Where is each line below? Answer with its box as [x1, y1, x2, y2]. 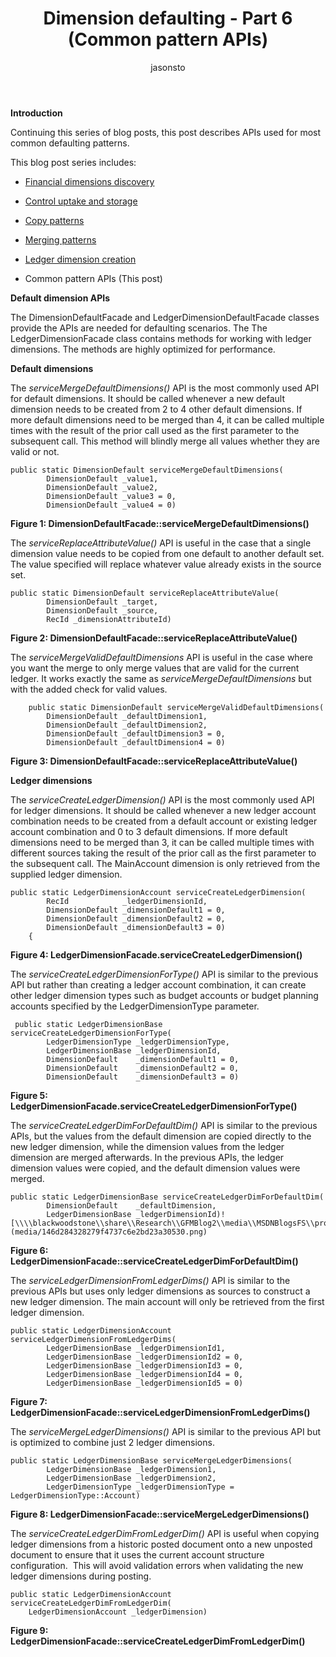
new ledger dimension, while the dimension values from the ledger [10, 1140, 285, 1152]
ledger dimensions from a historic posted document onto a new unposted [10, 1538, 313, 1550]
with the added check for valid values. [10, 683, 168, 695]
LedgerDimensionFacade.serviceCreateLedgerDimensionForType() [10, 1100, 298, 1112]
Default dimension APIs [10, 292, 111, 304]
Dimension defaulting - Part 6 [43, 7, 293, 30]
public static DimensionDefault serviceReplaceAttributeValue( [10, 588, 280, 598]
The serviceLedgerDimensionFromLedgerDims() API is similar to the [10, 1274, 291, 1286]
